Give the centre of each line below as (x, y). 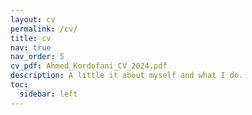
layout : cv (33, 19)
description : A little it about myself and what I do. (127, 76)
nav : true (31, 47)
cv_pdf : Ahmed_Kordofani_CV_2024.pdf (89, 66)
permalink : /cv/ (44, 29)
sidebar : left (48, 94)
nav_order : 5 (37, 57)
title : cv (31, 38)
